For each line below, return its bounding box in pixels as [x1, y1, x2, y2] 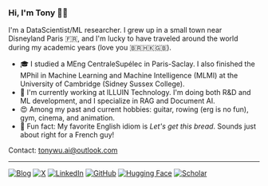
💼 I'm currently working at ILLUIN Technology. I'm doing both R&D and [19, 88, 251, 97]
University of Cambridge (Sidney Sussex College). [19, 79, 185, 89]
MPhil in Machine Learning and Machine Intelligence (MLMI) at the [19, 71, 238, 81]
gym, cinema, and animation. [19, 113, 116, 123]
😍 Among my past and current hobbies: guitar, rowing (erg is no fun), [19, 105, 249, 114]
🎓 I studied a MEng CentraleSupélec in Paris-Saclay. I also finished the [19, 59, 255, 69]
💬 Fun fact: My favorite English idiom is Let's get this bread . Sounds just [19, 121, 257, 131]
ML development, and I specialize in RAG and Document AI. [19, 96, 215, 106]
